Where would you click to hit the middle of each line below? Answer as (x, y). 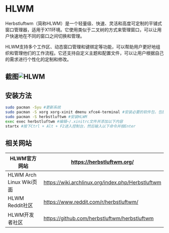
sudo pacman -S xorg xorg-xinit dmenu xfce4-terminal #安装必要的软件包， (82, 112)
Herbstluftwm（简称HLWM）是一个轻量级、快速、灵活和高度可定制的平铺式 (84, 23)
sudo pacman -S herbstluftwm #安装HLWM (46, 116)
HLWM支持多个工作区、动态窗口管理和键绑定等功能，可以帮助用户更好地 (80, 46)
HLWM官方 (23, 158)
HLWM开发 (21, 215)
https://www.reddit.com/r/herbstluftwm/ (91, 202)
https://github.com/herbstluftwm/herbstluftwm (99, 218)
